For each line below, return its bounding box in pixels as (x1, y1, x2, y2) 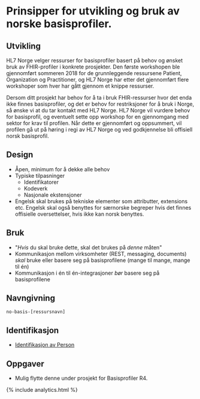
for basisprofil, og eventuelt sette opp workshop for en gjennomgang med (6, 113, 189, 120)
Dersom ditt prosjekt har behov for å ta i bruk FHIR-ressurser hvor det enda (6, 94, 192, 101)
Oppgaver (6, 359, 45, 369)
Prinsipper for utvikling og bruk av (6, 4, 180, 18)
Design (6, 150, 34, 160)
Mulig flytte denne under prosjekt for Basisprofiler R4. (14, 374, 148, 382)
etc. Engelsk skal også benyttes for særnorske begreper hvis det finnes (14, 204, 192, 211)
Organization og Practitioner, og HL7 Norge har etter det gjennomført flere (6, 76, 189, 83)
